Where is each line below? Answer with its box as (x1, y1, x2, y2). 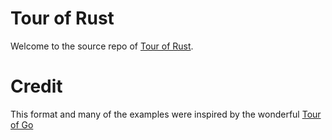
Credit (10, 75, 63, 98)
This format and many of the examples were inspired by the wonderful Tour (10, 108, 322, 120)
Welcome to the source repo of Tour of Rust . (10, 40, 194, 52)
